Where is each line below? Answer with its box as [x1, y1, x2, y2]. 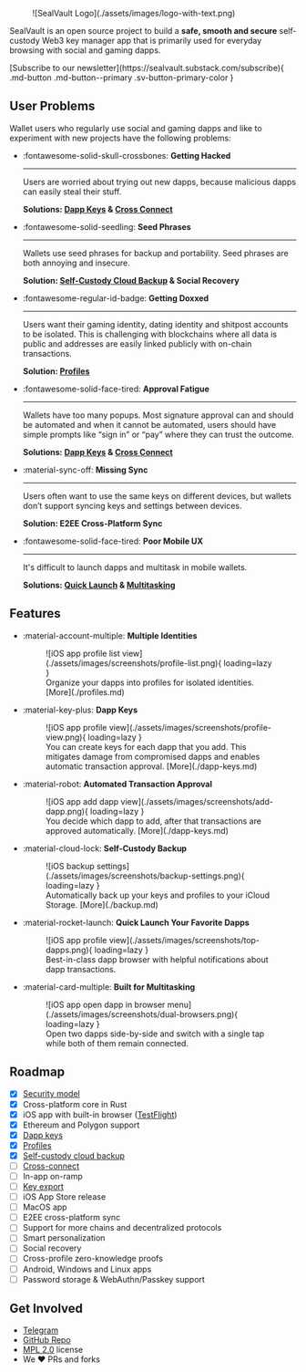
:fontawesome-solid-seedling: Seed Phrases [22, 221, 191, 232]
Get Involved [9, 1301, 84, 1316]
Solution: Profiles [22, 365, 90, 377]
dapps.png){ [45, 944, 93, 955]
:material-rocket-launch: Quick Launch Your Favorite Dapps [22, 917, 250, 928]
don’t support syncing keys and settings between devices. [22, 500, 242, 511]
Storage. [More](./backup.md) [45, 899, 159, 910]
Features [9, 606, 61, 621]
